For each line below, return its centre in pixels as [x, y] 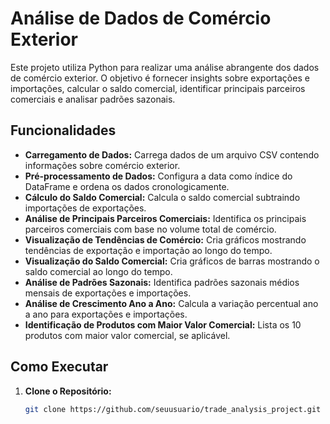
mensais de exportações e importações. [108, 293]
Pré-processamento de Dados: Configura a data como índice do [158, 176]
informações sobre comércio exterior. [102, 165]
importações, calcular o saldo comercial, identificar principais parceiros [158, 88]
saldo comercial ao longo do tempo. [98, 271]
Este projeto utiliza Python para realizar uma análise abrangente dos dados [165, 67]
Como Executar [59, 367]
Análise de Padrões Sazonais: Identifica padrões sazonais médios [162, 282]
